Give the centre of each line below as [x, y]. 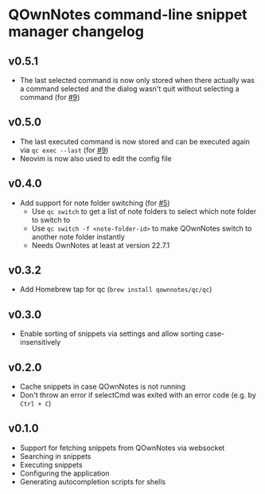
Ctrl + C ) [35, 404]
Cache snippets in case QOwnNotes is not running [102, 387]
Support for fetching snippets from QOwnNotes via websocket [122, 448]
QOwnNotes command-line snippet [128, 15]
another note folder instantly [78, 236]
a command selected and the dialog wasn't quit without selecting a [130, 89]
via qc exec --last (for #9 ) [64, 150]
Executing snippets [51, 464]
